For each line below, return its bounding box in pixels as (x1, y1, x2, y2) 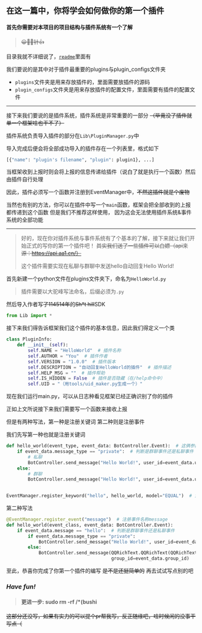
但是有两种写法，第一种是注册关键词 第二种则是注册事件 (6, 418, 145, 425)
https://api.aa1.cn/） (31, 250, 82, 257)
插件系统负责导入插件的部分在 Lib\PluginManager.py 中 (6, 132, 139, 139)
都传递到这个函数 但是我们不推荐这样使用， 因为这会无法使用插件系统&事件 (6, 209, 192, 216)
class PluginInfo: (6, 336, 52, 342)
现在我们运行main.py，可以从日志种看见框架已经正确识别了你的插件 (6, 393, 173, 400)
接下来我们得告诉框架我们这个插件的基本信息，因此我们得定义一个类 (6, 324, 175, 332)
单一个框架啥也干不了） (6, 119, 64, 126)
